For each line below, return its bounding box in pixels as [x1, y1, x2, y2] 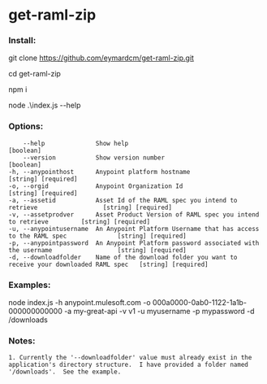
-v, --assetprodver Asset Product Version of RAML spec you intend [8, 210, 260, 219]
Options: [8, 120, 44, 132]
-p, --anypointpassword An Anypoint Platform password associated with [8, 238, 260, 247]
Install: [8, 35, 37, 46]
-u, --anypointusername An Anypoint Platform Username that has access [8, 225, 260, 233]
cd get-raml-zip [8, 69, 61, 79]
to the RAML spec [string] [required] [8, 232, 187, 240]
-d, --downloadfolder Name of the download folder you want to [8, 253, 238, 261]
